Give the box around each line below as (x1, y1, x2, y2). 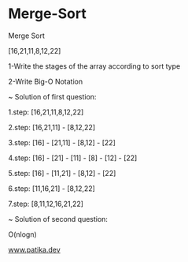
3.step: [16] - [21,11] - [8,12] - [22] (8, 137, 116, 147)
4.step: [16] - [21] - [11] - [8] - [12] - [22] (8, 153, 138, 163)
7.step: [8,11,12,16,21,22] (8, 199, 84, 208)
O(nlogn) (8, 230, 37, 239)
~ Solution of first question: (8, 92, 97, 101)
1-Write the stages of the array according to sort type (8, 61, 181, 71)
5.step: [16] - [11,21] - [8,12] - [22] (8, 168, 116, 178)
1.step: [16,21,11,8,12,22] (8, 107, 84, 117)
